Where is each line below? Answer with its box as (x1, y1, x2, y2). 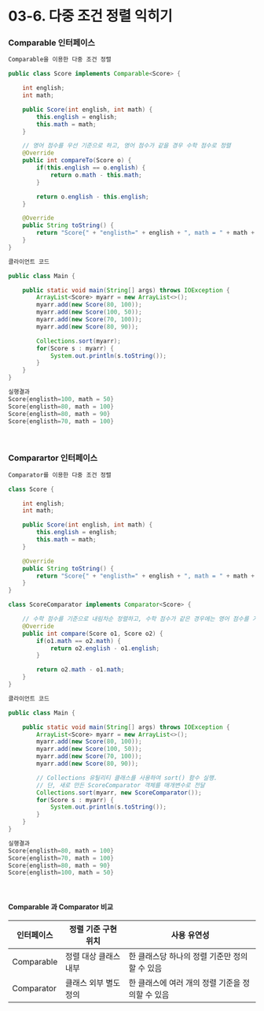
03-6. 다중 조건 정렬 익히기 (8, 7, 173, 25)
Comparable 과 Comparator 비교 (8, 901, 114, 911)
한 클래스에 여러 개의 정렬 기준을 (128, 978, 241, 989)
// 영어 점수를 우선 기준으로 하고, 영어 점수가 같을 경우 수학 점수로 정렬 (22, 142, 232, 150)
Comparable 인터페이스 (8, 37, 96, 48)
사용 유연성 (170, 930, 210, 941)
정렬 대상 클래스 (65, 951, 120, 962)
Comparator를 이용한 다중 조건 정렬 (8, 470, 112, 479)
